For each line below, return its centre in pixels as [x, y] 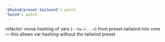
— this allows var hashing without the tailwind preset [60, 34]
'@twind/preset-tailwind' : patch [41, 10]
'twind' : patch [21, 14]
